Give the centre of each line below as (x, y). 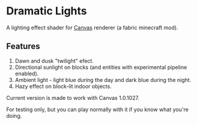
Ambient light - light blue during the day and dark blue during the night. (103, 80)
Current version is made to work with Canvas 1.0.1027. (73, 97)
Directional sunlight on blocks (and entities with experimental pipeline (101, 67)
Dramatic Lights (47, 11)
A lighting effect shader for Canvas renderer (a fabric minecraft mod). (92, 28)
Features (23, 46)
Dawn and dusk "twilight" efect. (54, 60)
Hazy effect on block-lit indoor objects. (63, 86)
